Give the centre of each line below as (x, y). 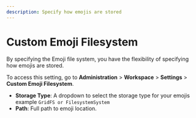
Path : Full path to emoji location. (56, 108)
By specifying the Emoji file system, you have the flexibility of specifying (97, 59)
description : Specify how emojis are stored (64, 12)
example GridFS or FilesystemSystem (62, 102)
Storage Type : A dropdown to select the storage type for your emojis (102, 95)
